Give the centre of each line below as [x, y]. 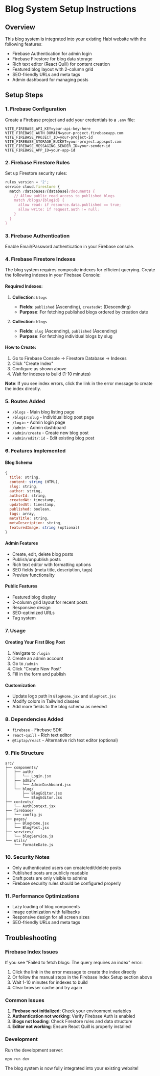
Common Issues [25, 1000]
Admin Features [22, 543]
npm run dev [17, 1059]
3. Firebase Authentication [37, 235]
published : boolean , [30, 509]
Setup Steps [24, 95]
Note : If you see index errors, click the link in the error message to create [79, 383]
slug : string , [24, 487]
